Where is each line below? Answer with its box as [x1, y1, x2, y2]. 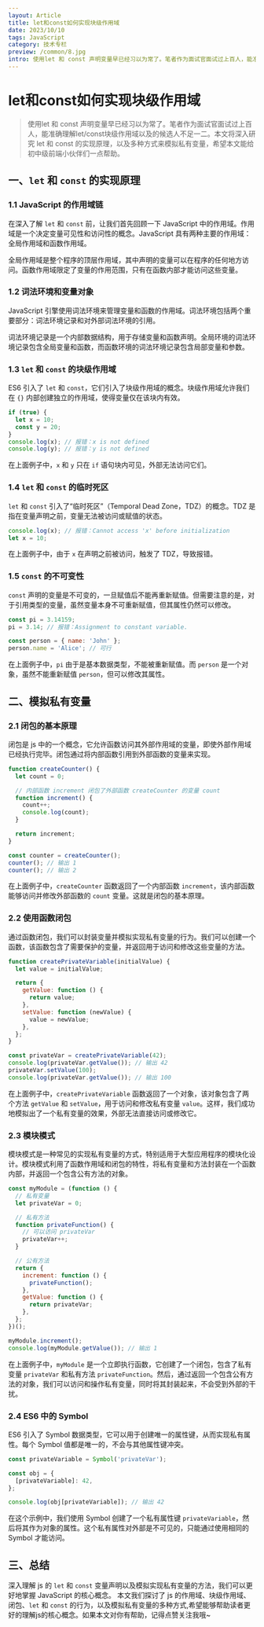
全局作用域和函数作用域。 [8, 238, 91, 248]
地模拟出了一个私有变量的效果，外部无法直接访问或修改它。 [8, 1108, 201, 1118]
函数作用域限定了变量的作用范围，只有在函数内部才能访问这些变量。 [21, 265, 242, 274]
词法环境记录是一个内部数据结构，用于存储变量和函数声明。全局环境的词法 [8, 332, 249, 342]
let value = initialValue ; [15, 964, 104, 973]
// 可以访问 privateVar [22, 1228, 96, 1236]
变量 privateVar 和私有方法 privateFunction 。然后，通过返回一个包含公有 [8, 1369, 247, 1379]
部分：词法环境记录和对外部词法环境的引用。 [14, 315, 159, 325]
